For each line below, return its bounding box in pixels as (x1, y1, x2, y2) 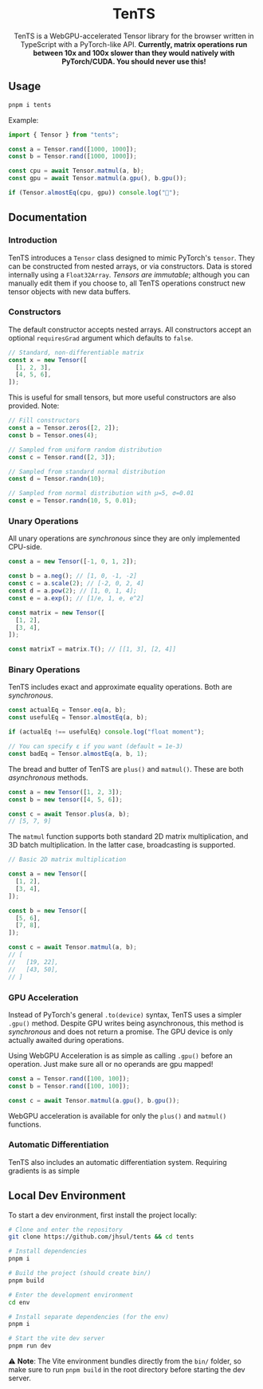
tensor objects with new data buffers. (8, 286, 131, 296)
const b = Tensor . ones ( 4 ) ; (8, 431, 98, 439)
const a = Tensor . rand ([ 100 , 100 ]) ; (8, 1074, 130, 1083)
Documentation (8, 211, 88, 224)
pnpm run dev (8, 1342, 52, 1350)
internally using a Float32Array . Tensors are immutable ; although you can (8, 270, 250, 279)
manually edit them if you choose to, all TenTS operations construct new (8, 278, 245, 288)
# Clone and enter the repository (8, 1226, 124, 1234)
